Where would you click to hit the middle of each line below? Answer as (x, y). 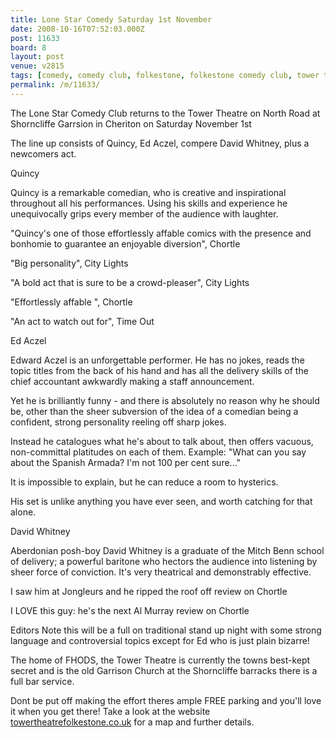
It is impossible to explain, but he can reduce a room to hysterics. (144, 482)
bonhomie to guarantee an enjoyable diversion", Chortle (125, 243)
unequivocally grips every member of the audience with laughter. (144, 213)
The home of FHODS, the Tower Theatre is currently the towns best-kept (160, 660)
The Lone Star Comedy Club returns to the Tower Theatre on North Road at (165, 113)
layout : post (37, 57)
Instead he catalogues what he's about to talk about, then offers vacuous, (162, 441)
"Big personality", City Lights (69, 263)
